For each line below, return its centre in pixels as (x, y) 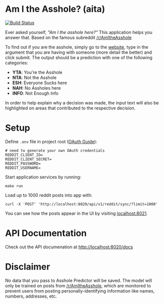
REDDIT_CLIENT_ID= (24, 155)
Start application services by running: (43, 177)
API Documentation (46, 233)
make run (14, 186)
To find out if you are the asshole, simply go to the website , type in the (77, 47)
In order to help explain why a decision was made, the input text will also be (82, 102)
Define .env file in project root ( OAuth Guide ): (51, 141)
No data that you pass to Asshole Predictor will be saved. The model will (79, 280)
